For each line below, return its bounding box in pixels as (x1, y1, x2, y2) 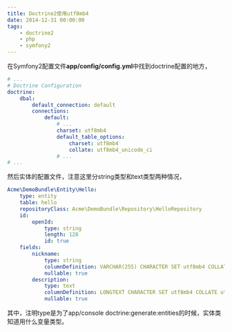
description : (32, 276, 70, 283)
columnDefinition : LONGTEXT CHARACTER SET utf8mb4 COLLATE (43, 289, 217, 296)
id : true (43, 237, 70, 245)
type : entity (19, 193, 57, 200)
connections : (32, 108, 70, 115)
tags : (7, 23, 23, 30)
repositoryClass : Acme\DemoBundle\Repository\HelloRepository (19, 205, 202, 213)
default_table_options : (56, 133, 126, 140)
